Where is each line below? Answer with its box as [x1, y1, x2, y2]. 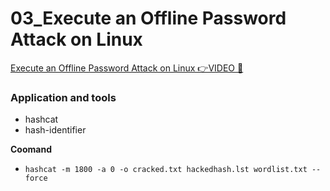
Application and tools [10, 90, 117, 104]
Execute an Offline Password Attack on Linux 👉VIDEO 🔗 [10, 62, 244, 74]
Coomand [10, 143, 52, 156]
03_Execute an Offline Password [10, 7, 287, 30]
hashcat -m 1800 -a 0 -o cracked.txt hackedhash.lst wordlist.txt [24, 165, 308, 175]
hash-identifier [24, 124, 87, 136]
